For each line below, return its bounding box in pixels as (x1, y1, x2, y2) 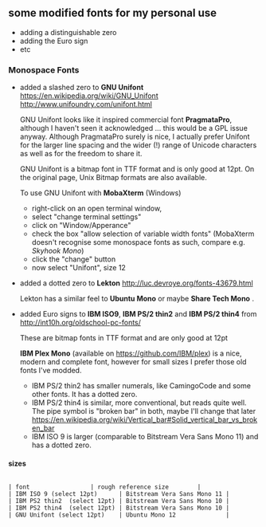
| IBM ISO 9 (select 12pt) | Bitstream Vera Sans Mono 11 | (8, 490, 229, 498)
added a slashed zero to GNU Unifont (19, 83, 144, 92)
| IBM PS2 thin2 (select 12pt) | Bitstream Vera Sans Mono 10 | (8, 498, 229, 505)
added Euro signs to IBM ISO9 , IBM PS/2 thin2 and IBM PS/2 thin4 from (19, 309, 257, 319)
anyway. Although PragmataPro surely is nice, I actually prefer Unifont (19, 132, 250, 142)
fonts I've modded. (19, 366, 82, 376)
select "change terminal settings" (31, 212, 142, 222)
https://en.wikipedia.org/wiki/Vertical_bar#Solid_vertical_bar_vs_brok (31, 415, 258, 425)
